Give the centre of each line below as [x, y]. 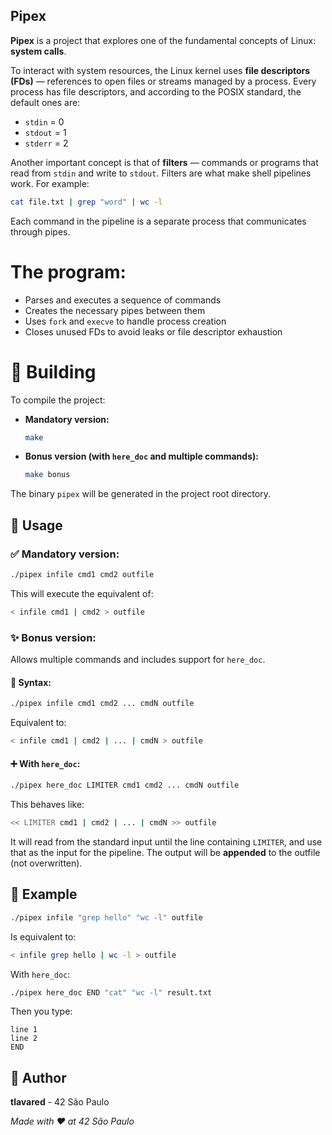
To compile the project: [58, 400]
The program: [68, 271]
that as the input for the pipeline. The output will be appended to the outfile [165, 852]
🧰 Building [53, 371]
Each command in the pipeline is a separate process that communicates [158, 221]
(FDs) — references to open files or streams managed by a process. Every [163, 81]
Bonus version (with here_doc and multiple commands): [141, 456]
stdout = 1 [45, 132]
